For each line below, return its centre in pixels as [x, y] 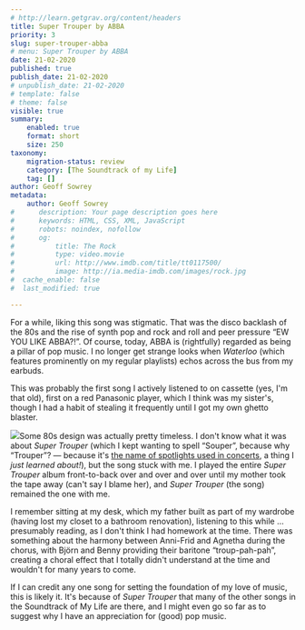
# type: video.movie [68, 255]
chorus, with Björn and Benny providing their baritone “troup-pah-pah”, [143, 550]
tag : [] [41, 178]
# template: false [45, 94]
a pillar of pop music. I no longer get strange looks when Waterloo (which [148, 351]
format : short [53, 136]
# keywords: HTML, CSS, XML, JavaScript [98, 220]
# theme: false [39, 102]
